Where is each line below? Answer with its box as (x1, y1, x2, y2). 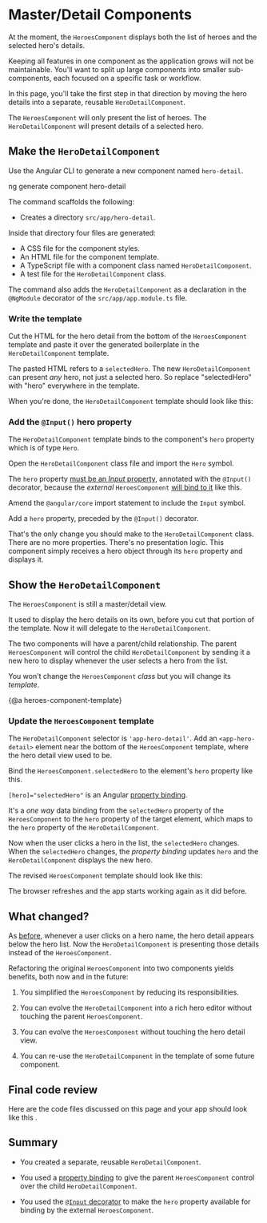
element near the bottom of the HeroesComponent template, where (35, 742, 249, 752)
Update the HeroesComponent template (8, 716, 154, 727)
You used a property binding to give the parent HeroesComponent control (19, 1173, 255, 1182)
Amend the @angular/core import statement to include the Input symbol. (8, 498, 246, 508)
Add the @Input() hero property (8, 416, 132, 427)
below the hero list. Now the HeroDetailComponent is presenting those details (8, 939, 260, 949)
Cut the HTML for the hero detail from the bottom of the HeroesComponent (8, 331, 248, 341)
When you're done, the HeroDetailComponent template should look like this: (8, 397, 253, 406)
